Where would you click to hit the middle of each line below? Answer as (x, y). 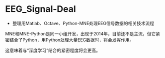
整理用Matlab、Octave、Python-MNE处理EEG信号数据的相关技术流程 (83, 23)
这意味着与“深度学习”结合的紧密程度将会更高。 (53, 50)
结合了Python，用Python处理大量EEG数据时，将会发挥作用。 (72, 40)
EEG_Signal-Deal (41, 9)
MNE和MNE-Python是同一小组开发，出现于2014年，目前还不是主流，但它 (81, 33)
